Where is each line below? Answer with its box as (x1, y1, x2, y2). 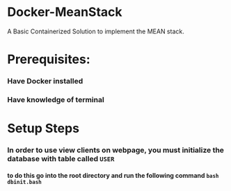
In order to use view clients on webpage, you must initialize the (7, 145, 225, 155)
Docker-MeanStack (7, 4, 123, 20)
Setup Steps (7, 121, 80, 136)
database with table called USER (7, 154, 115, 164)
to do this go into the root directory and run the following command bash (7, 171, 219, 179)
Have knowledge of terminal (7, 94, 104, 104)
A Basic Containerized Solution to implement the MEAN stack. (7, 27, 184, 35)
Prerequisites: (7, 51, 90, 67)
